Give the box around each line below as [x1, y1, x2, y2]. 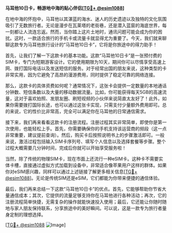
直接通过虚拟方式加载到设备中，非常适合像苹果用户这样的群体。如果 [23, 162, 167, 168]
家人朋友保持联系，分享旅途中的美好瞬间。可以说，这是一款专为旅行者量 [14, 205, 167, 211]
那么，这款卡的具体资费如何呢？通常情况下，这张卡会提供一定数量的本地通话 [5, 83, 167, 89]
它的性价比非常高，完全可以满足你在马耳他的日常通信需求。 [23, 108, 149, 114]
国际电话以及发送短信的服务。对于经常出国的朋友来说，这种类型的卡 [23, 65, 167, 71]
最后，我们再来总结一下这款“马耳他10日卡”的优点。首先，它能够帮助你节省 [5, 186, 162, 192]
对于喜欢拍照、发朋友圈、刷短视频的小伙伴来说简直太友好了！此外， [18, 95, 162, 102]
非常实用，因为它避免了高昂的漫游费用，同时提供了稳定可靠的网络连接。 [5, 72, 158, 77]
